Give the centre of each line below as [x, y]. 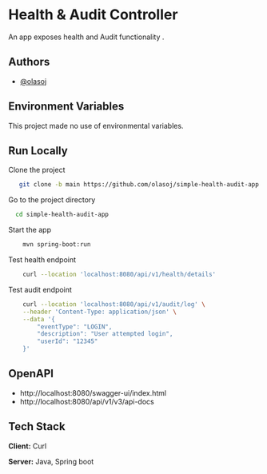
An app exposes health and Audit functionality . [86, 37]
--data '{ [39, 319]
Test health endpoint [42, 260]
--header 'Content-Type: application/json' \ [100, 312]
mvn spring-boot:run [57, 245]
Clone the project [37, 170]
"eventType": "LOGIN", [75, 327]
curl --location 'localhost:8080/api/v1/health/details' [120, 274]
